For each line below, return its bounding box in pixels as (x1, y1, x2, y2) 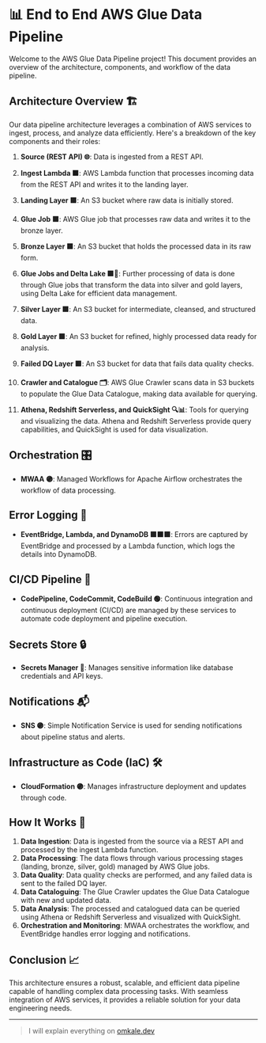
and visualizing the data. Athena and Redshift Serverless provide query (20, 416, 252, 425)
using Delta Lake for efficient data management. (20, 288, 178, 298)
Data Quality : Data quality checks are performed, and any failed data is (20, 870, 253, 880)
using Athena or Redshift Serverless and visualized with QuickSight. (20, 912, 242, 922)
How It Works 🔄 (9, 816, 86, 829)
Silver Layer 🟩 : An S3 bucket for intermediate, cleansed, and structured (20, 304, 256, 314)
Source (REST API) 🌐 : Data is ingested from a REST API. (20, 151, 204, 162)
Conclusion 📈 (9, 953, 80, 966)
